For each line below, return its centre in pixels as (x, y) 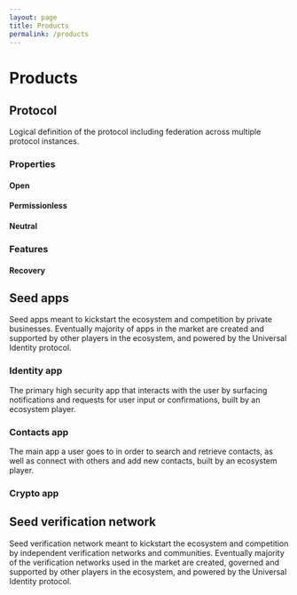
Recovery (27, 270)
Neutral (23, 226)
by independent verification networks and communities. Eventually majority (147, 552)
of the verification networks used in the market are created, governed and (144, 562)
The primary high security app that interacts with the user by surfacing (138, 390)
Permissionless (39, 206)
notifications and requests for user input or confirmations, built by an (135, 400)
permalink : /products (49, 34)
